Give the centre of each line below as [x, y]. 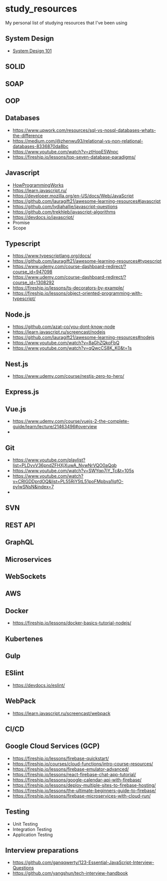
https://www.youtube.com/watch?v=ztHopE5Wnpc [65, 151]
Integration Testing [32, 829]
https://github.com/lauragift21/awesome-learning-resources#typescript [87, 261]
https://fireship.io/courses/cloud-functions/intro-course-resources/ [83, 763]
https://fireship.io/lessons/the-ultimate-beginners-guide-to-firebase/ [84, 790]
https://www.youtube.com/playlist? [49, 460]
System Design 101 [32, 50]
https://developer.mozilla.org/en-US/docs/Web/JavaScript [73, 196]
